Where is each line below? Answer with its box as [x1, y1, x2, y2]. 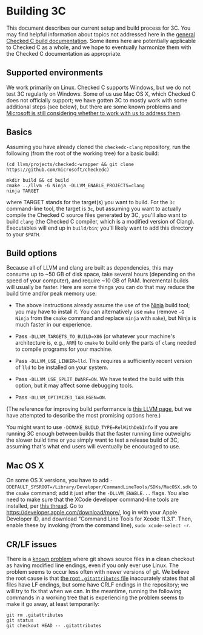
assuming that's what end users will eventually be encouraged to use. [6, 443, 181, 450]
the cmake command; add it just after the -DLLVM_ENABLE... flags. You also [6, 490, 189, 497]
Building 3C [6, 4, 66, 18]
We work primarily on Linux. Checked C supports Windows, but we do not [6, 84, 191, 91]
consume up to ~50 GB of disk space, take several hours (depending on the [6, 271, 196, 278]
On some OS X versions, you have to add [6, 477, 109, 484]
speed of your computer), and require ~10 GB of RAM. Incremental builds [6, 277, 189, 284]
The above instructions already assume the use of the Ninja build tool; [15, 302, 190, 309]
